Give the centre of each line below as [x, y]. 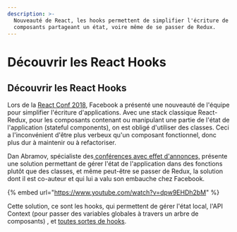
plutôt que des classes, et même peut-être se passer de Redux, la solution [115, 171]
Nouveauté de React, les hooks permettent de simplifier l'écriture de [121, 21]
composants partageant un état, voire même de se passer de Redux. [115, 27]
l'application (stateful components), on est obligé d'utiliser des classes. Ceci [118, 127]
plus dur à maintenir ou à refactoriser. [62, 143]
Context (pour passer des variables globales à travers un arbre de [103, 214]
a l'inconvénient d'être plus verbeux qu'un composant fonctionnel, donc [112, 135]
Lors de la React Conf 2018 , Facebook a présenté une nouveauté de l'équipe [119, 105]
